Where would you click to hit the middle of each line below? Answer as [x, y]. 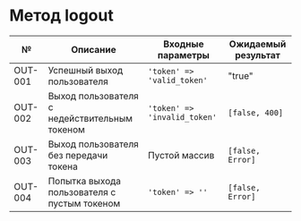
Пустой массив [181, 155]
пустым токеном [84, 203]
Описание [94, 49]
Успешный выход [86, 70]
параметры [184, 55]
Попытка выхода [85, 181]
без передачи [78, 155]
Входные [183, 44]
